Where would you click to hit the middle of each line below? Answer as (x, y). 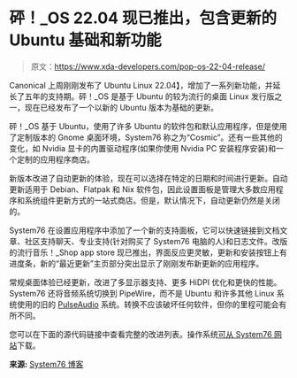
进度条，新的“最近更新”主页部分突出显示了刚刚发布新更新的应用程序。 (137, 263)
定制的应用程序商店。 (55, 159)
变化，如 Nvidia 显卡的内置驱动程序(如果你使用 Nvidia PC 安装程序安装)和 (143, 148)
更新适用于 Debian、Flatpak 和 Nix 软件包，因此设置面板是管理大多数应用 (143, 189)
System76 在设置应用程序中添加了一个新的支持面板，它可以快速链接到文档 (145, 230)
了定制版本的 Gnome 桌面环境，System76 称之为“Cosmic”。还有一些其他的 (146, 137)
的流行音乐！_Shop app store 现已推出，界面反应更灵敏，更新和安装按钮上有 (148, 252)
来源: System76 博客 (46, 364)
